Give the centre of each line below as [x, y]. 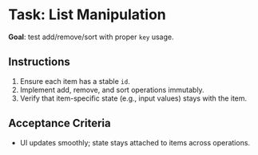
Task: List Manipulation [87, 15]
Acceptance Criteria [60, 123]
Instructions [39, 62]
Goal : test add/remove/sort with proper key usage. [91, 37]
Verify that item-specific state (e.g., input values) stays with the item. [133, 98]
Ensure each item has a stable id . [75, 81]
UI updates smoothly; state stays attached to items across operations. [135, 142]
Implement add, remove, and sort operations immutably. [112, 89]
